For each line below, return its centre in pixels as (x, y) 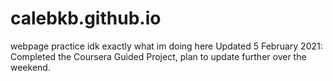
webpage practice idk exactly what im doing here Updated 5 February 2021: (166, 46)
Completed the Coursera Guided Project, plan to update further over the (158, 56)
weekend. (30, 67)
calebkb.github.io (86, 18)
